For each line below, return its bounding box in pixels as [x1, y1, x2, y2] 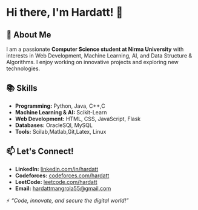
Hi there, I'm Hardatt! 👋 [6, 5, 124, 19]
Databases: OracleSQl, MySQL [15, 121, 93, 129]
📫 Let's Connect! [6, 146, 74, 157]
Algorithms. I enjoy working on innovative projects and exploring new [6, 59, 179, 65]
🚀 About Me [6, 30, 51, 40]
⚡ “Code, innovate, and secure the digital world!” [6, 197, 129, 204]
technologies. [6, 65, 41, 72]
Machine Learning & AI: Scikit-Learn [15, 108, 107, 116]
